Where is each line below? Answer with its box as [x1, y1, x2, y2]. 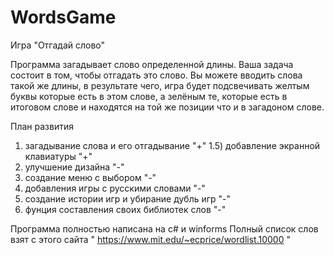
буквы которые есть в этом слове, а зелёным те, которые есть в [10, 90, 288, 102]
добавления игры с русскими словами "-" [24, 182, 206, 194]
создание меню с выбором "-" [24, 171, 157, 183]
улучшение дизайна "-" [24, 161, 125, 173]
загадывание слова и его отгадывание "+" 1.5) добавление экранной [24, 139, 321, 151]
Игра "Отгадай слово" [10, 39, 106, 51]
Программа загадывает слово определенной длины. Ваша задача [10, 58, 294, 70]
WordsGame [10, 6, 117, 29]
